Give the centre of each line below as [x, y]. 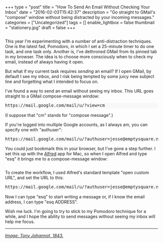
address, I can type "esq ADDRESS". [41, 202]
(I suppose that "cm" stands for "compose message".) [59, 115]
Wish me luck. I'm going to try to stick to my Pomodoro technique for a [76, 211]
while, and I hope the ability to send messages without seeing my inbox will [80, 216]
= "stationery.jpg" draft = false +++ [40, 28]
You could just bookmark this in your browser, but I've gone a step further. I [81, 148]
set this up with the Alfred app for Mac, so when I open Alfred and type [76, 154]
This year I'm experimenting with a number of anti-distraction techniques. [79, 41]
